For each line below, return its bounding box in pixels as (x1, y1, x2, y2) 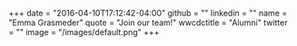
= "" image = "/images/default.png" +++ (8, 27, 160, 37)
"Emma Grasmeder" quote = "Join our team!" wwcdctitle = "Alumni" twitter (8, 17, 288, 28)
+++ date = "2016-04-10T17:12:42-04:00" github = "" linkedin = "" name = (8, 8, 288, 18)
